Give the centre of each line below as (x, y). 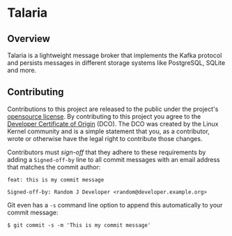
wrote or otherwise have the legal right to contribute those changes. (105, 138)
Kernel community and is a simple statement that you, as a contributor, (109, 131)
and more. (22, 70)
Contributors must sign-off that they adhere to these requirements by (107, 152)
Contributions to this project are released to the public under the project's (113, 109)
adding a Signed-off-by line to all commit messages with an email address (114, 159)
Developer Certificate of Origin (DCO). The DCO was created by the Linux (113, 124)
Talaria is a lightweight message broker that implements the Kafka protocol (115, 55)
